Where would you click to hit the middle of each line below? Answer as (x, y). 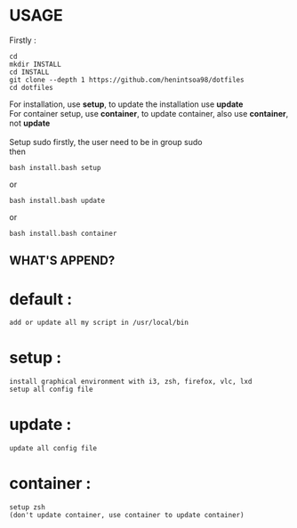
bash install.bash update (57, 200)
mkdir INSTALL (36, 64)
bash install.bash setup (55, 167)
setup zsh (28, 508)
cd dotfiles (31, 87)
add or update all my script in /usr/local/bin (99, 323)
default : (41, 299)
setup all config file (51, 390)
